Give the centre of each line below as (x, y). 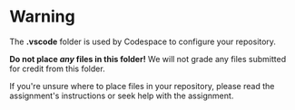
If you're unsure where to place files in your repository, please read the (142, 86)
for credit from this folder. (58, 69)
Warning (42, 17)
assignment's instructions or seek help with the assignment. (122, 96)
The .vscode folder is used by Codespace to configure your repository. (143, 41)
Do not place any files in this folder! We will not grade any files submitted (148, 59)
